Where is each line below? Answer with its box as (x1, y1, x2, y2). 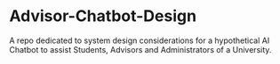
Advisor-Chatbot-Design (9, 6, 197, 26)
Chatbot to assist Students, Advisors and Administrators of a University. (9, 44, 272, 54)
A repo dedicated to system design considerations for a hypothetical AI (9, 35, 270, 46)
